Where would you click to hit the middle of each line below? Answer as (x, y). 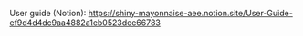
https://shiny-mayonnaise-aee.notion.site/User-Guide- (191, 13)
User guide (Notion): (48, 13)
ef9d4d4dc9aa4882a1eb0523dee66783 (85, 22)
